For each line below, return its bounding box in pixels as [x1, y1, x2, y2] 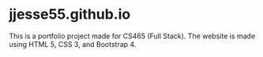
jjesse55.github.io [9, 5, 131, 23]
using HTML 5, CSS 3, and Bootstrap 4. [9, 39, 137, 48]
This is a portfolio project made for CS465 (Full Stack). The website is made [9, 31, 256, 41]
